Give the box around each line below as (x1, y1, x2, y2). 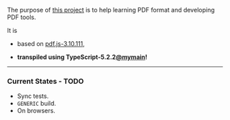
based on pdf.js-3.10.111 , (16, 40, 85, 47)
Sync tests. (16, 92, 49, 100)
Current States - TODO (7, 76, 84, 86)
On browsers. (16, 106, 56, 115)
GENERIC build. (16, 99, 57, 108)
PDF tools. (7, 13, 36, 21)
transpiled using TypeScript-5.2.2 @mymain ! (16, 53, 148, 61)
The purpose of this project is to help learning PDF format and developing (7, 6, 215, 14)
